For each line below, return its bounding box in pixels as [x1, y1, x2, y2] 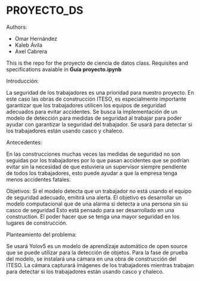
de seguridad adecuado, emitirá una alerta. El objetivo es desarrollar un [6, 194, 182, 201]
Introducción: [6, 77, 39, 84]
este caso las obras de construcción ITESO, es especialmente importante [6, 95, 187, 102]
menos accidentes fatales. [6, 176, 71, 183]
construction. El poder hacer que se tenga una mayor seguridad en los [6, 213, 180, 220]
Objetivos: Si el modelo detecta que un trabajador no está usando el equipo [6, 187, 192, 195]
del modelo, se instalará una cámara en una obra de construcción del [6, 255, 177, 262]
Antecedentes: [6, 138, 42, 146]
